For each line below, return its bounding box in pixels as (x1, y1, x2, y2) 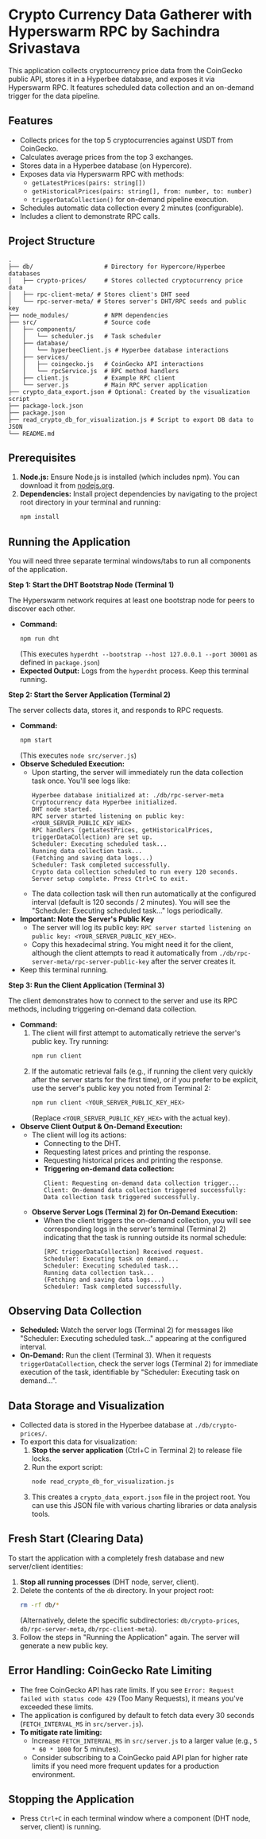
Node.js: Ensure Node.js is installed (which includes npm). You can (19, 472, 241, 482)
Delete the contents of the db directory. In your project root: (19, 1585, 214, 1595)
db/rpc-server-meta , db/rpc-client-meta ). (19, 1623, 157, 1633)
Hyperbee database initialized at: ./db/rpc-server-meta (31, 791, 225, 799)
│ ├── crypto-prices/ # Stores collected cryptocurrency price (8, 276, 244, 284)
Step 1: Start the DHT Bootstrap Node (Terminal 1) (8, 580, 175, 590)
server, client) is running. (19, 1822, 102, 1832)
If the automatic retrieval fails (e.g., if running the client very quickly (31, 1066, 253, 1076)
